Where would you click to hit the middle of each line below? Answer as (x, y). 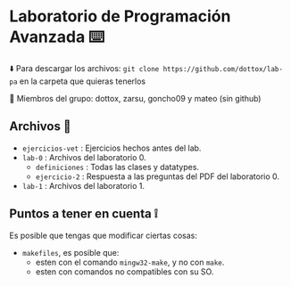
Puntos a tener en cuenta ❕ (83, 214)
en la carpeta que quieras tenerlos (83, 81)
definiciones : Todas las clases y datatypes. (117, 167)
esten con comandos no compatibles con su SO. (125, 271)
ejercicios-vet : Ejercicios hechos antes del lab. (112, 148)
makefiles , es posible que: (71, 252)
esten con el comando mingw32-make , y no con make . (130, 262)
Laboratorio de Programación (120, 16)
